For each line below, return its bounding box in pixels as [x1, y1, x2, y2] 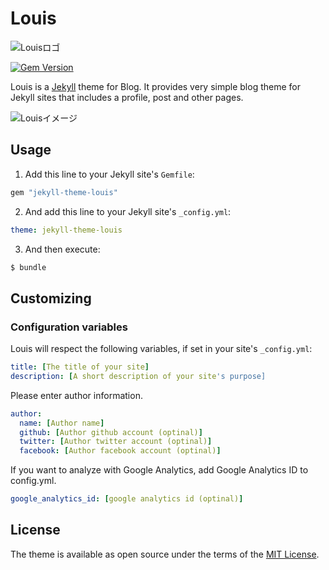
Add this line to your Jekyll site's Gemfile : [24, 168, 195, 180]
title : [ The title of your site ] [10, 362, 150, 372]
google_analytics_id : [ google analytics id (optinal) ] [10, 494, 244, 504]
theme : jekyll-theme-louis [10, 225, 123, 235]
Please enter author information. [10, 389, 143, 401]
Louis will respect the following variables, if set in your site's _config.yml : [10, 343, 313, 355]
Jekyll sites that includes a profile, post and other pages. [10, 91, 244, 103]
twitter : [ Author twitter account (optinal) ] [19, 437, 213, 447]
